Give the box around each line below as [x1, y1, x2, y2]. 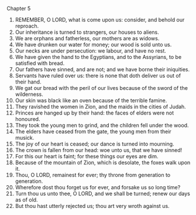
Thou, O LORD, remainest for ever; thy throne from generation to [15, 172, 171, 178]
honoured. [15, 116, 40, 122]
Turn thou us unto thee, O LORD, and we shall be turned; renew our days [15, 190, 191, 197]
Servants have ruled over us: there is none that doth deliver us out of [15, 72, 181, 79]
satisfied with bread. [15, 60, 65, 67]
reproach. [15, 23, 39, 29]
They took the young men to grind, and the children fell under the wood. [15, 122, 189, 129]
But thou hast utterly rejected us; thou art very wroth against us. [15, 203, 170, 209]
